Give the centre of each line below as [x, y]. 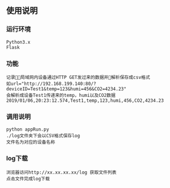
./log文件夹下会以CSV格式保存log [43, 136]
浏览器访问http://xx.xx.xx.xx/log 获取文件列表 [61, 172]
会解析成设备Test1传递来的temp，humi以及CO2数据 [61, 95]
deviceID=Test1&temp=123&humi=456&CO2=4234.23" [67, 89]
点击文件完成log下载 [28, 178]
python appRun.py [28, 130]
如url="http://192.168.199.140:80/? [51, 84]
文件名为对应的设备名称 [31, 142]
